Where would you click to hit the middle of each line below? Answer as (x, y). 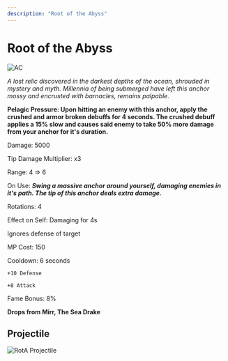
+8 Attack (22, 285)
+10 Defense (24, 273)
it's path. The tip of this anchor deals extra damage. (85, 193)
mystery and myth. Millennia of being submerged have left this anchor (108, 89)
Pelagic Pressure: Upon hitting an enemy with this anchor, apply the (107, 109)
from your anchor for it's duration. (58, 131)
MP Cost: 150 (26, 247)
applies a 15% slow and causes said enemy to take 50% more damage (111, 124)
